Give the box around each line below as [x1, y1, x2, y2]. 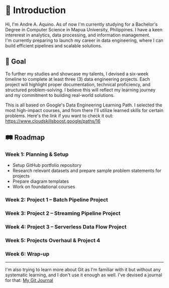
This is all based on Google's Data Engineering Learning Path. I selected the [5, 102, 162, 108]
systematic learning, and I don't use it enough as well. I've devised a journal [5, 272, 162, 278]
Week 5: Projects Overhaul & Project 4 [5, 237, 101, 244]
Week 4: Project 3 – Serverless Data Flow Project [5, 223, 127, 231]
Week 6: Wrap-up [5, 251, 49, 258]
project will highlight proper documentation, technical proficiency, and [5, 81, 151, 87]
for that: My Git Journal [5, 277, 54, 283]
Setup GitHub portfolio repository [12, 162, 82, 168]
